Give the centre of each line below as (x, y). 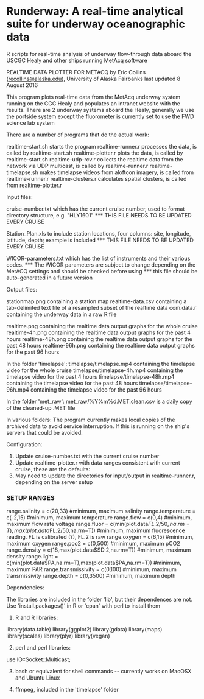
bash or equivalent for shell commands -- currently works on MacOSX (103, 672)
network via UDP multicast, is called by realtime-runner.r (77, 166)
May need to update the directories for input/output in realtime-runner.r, (105, 476)
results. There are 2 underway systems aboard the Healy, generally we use (100, 110)
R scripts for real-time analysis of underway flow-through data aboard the (99, 54)
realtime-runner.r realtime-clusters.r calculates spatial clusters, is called (97, 178)
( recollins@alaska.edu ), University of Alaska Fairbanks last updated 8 (93, 79)
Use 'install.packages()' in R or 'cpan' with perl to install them (83, 606)
